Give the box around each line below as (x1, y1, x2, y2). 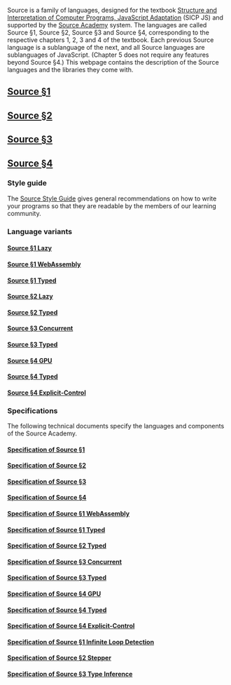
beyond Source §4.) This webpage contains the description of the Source (7, 58, 219, 66)
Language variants (7, 226, 72, 236)
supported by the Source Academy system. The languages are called (7, 21, 207, 29)
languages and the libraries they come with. (7, 66, 134, 74)
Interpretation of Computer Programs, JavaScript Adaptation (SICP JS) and (7, 13, 224, 22)
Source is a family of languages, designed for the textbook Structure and (7, 6, 217, 14)
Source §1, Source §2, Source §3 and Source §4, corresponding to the (7, 28, 210, 36)
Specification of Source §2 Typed (7, 541, 107, 550)
